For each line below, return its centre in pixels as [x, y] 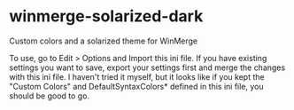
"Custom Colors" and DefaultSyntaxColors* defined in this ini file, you [136, 86]
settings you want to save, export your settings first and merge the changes [147, 67]
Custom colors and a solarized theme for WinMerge [103, 41]
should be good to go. [50, 96]
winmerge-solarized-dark [106, 16]
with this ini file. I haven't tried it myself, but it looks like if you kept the [137, 76]
